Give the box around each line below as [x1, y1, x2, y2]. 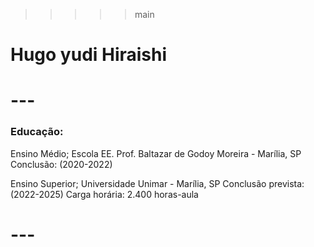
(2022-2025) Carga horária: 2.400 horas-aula [10, 188, 199, 200]
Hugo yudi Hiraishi [10, 44, 168, 66]
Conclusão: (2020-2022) [10, 158, 113, 170]
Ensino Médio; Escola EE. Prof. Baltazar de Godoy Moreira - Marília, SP [10, 147, 302, 159]
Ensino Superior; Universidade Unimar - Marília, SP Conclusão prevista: [10, 177, 305, 189]
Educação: [10, 125, 64, 139]
